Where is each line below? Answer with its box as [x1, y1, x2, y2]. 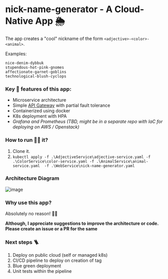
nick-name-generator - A [5, 4, 113, 15]
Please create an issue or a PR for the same [5, 226, 97, 232]
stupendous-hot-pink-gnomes [5, 65, 65, 70]
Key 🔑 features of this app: [5, 85, 72, 92]
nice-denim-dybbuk [5, 60, 44, 65]
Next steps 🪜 [5, 239, 39, 246]
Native [5, 15, 34, 27]
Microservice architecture [12, 97, 67, 103]
